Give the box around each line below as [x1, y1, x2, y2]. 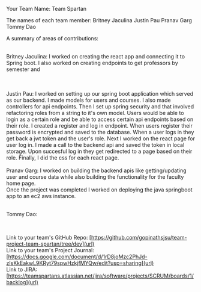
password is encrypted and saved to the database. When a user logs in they [6, 129, 194, 135]
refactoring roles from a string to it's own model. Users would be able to [6, 110, 184, 116]
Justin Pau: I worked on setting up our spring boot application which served [6, 90, 194, 97]
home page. [6, 180, 36, 187]
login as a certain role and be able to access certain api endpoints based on [6, 116, 194, 123]
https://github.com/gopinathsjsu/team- [91, 234, 187, 241]
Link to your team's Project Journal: [6, 247, 94, 253]
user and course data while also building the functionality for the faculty [6, 173, 184, 180]
